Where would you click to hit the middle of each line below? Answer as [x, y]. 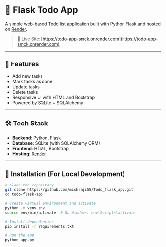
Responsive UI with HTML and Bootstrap [54, 97]
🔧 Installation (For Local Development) [65, 174]
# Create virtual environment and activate [51, 203]
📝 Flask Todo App [41, 10]
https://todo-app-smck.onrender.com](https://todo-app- [100, 39]
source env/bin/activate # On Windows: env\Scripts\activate [70, 213]
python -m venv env [25, 208]
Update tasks [26, 87]
